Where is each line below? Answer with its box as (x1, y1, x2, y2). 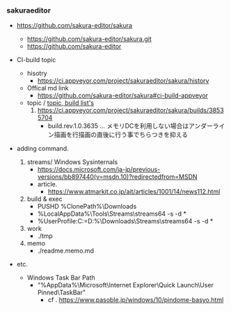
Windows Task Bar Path (26, 273, 95, 282)
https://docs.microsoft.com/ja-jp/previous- (37, 166, 161, 174)
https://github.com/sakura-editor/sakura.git (26, 35, 152, 43)
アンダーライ (188, 122, 225, 130)
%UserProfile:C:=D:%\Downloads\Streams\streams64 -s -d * (37, 217, 214, 225)
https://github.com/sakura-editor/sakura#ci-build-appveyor (37, 91, 209, 99)
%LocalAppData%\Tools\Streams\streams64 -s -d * (37, 209, 187, 218)
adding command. (16, 145, 69, 153)
